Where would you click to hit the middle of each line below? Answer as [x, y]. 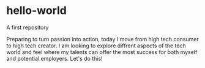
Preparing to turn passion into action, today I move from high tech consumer [102, 39]
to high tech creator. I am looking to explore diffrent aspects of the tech [96, 46]
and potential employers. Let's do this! [54, 58]
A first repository [28, 27]
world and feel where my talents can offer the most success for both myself [102, 52]
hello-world [37, 11]
